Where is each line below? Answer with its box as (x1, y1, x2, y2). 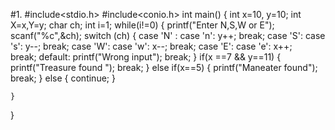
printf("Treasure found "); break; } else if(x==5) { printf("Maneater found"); (10, 62, 318, 73)
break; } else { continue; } (10, 72, 116, 84)
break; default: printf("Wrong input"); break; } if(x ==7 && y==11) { (10, 51, 282, 63)
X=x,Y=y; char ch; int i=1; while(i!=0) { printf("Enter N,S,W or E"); (10, 19, 275, 31)
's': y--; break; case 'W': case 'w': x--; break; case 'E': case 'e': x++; (10, 40, 293, 52)
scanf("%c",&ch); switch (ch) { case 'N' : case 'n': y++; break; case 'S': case (10, 30, 326, 41)
